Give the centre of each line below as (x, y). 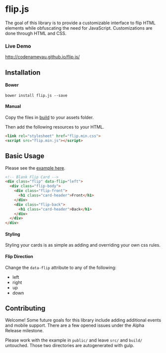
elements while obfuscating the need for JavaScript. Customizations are (79, 28)
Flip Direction (19, 257)
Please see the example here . (35, 168)
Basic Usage (25, 156)
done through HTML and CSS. (36, 33)
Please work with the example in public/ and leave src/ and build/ (74, 340)
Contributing (25, 308)
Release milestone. (24, 331)
